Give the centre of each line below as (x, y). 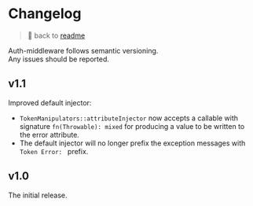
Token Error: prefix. (54, 151)
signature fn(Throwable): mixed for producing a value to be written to (132, 126)
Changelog (45, 14)
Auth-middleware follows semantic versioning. (83, 50)
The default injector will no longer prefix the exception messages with (132, 143)
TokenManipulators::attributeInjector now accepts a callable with (128, 118)
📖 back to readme (56, 35)
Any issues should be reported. (59, 59)
